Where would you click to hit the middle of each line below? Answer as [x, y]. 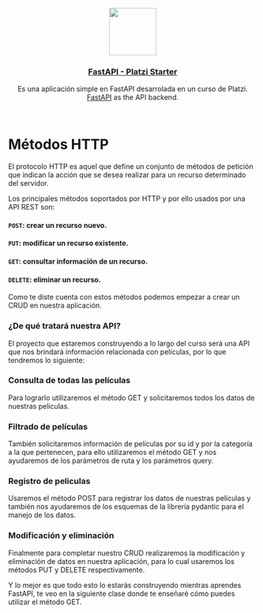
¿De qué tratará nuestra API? [64, 326]
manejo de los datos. [42, 515]
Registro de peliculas [49, 481]
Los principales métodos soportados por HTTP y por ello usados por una [127, 199]
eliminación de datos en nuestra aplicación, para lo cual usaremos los [122, 561]
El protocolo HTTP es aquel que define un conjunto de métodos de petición [131, 167]
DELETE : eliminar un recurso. [54, 279]
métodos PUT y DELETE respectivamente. [77, 569]
